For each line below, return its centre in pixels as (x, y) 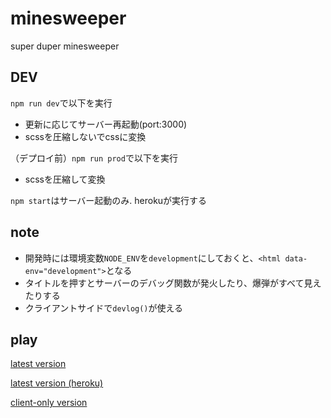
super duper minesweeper (65, 46)
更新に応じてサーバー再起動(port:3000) (106, 124)
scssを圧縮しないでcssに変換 (85, 136)
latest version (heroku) (57, 383)
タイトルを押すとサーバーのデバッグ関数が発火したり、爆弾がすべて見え (173, 283)
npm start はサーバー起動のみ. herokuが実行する (109, 200)
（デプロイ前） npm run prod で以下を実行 (94, 158)
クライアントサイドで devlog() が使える (104, 308)
